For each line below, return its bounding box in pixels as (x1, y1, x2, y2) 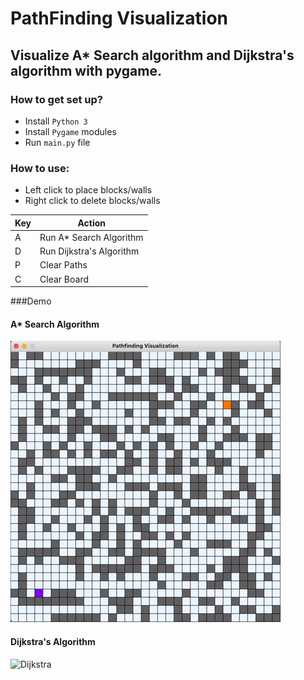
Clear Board (39, 273, 90, 285)
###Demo (10, 295, 52, 307)
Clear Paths (39, 259, 88, 271)
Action (77, 217, 107, 229)
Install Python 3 (24, 115, 88, 127)
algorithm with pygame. (10, 62, 162, 79)
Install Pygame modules (24, 125, 117, 137)
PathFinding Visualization (10, 7, 229, 30)
